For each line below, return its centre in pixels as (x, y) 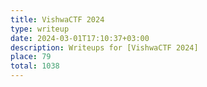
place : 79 (31, 57)
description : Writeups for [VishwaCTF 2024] (104, 47)
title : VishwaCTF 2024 (57, 19)
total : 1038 (35, 66)
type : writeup (40, 29)
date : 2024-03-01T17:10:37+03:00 (80, 38)
